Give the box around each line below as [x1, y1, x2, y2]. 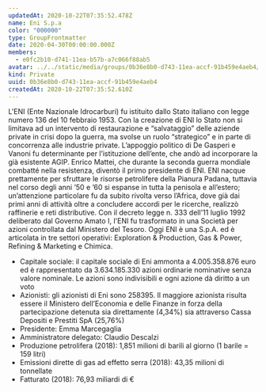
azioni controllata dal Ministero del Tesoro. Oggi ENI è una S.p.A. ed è [8, 225, 235, 234]
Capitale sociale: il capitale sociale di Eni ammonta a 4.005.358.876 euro [19, 257, 256, 266]
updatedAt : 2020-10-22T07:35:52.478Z [8, 11, 133, 20]
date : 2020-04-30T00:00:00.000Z [8, 41, 115, 49]
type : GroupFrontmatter [8, 33, 87, 42]
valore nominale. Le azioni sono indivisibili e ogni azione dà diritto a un [19, 274, 250, 284]
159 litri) [19, 349, 46, 359]
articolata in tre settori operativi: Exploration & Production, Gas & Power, [8, 233, 243, 242]
